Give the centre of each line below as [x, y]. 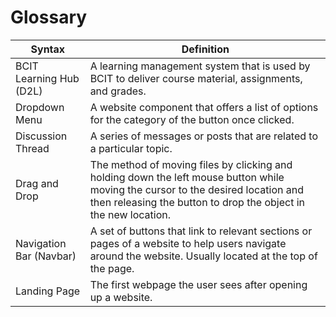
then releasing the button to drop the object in [197, 202]
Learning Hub [47, 78]
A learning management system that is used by [200, 66]
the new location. [130, 214]
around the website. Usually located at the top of [203, 256]
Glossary [49, 17]
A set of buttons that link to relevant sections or [201, 231]
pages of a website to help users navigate [188, 243]
